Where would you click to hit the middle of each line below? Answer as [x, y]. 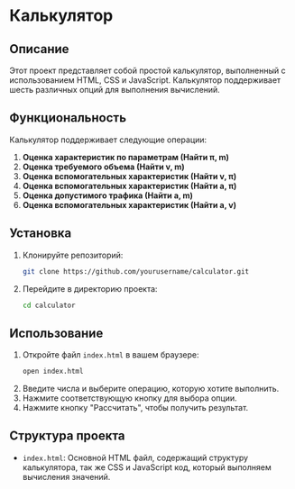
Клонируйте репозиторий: [73, 255]
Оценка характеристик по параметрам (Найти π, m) [126, 157]
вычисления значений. [66, 476]
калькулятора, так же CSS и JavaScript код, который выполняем [147, 467]
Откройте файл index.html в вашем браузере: [111, 355]
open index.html [53, 371]
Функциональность [68, 118]
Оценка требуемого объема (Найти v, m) [103, 167]
